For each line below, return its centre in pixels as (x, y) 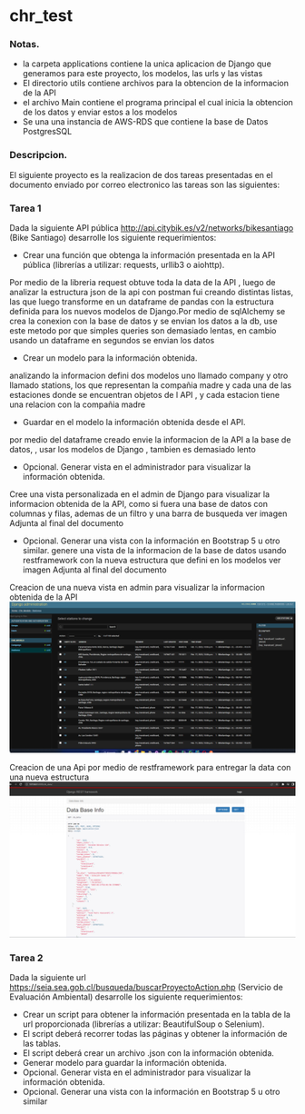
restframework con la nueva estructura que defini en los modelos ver (152, 561)
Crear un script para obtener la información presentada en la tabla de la (156, 1015)
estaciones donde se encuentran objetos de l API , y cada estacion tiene (144, 395)
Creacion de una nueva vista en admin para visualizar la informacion (137, 588)
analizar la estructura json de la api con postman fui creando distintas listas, (151, 293)
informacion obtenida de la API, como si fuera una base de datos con (138, 504)
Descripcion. (39, 155)
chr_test (41, 16)
